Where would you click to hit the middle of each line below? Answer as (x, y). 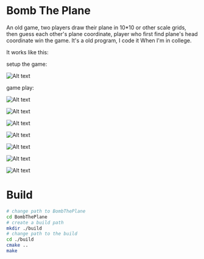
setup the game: (27, 64)
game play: (20, 87)
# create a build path (35, 222)
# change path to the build (42, 234)
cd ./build (20, 239)
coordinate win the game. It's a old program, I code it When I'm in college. (99, 40)
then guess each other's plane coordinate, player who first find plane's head (102, 34)
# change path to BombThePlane (46, 211)
